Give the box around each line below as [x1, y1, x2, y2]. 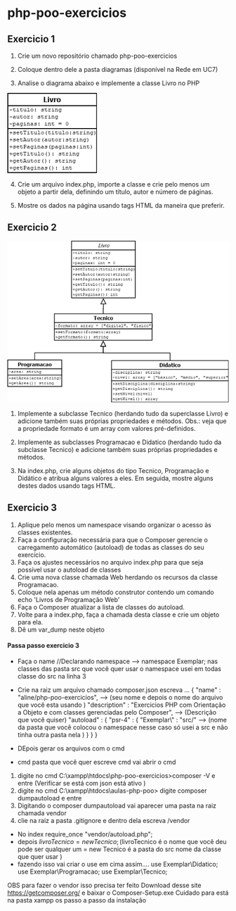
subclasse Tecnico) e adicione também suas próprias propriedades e [17, 445, 218, 453]
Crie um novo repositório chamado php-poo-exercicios [17, 51, 178, 60]
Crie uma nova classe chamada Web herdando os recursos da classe [17, 572, 218, 582]
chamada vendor [17, 808, 67, 817]
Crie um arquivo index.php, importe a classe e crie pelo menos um [17, 180, 210, 188]
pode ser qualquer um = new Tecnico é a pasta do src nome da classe [17, 845, 222, 853]
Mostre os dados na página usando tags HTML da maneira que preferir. [17, 201, 225, 209]
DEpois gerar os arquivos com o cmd [17, 744, 125, 753]
